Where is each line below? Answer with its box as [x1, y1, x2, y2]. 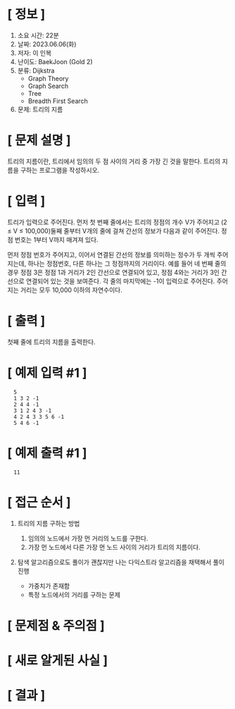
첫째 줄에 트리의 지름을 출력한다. [7, 338, 96, 346]
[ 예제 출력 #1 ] [7, 445, 87, 461]
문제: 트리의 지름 [17, 105, 63, 113]
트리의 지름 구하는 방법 [17, 519, 80, 527]
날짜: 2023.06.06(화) [17, 39, 77, 48]
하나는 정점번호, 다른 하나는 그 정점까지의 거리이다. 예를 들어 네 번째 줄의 [27, 259, 227, 268]
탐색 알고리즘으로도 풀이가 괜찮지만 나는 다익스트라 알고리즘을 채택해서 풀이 [17, 557, 225, 566]
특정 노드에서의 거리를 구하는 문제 [27, 590, 121, 599]
